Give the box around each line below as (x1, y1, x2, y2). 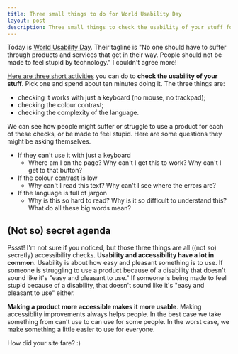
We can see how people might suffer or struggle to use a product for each (7, 122, 224, 131)
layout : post (7, 17, 46, 24)
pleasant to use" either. (7, 289, 76, 297)
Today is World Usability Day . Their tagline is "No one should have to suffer (7, 43, 227, 52)
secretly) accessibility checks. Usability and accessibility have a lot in (7, 251, 215, 259)
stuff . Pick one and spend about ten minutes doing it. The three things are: (7, 80, 225, 88)
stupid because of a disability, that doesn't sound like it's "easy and (7, 281, 205, 290)
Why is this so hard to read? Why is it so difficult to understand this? (28, 196, 227, 205)
